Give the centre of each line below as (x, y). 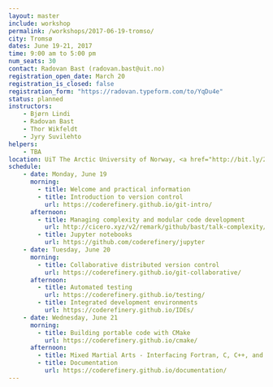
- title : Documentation (78, 363)
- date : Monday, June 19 (65, 174)
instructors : (30, 106)
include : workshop (39, 24)
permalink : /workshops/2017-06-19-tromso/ (81, 31)
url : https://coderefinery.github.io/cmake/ (121, 340)
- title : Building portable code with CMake (114, 333)
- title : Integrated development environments (118, 303)
